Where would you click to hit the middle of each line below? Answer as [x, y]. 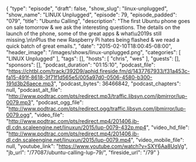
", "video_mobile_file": [157, 140]
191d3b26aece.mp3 [30, 84]
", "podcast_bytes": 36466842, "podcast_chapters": [117, 84]
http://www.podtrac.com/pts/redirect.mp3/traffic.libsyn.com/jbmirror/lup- [98, 96]
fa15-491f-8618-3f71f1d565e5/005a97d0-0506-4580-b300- [79, 77]
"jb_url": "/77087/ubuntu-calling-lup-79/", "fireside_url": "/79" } [83, 152]
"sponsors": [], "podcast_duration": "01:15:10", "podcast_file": [81, 65]
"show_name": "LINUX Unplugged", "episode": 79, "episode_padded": [92, 15]
